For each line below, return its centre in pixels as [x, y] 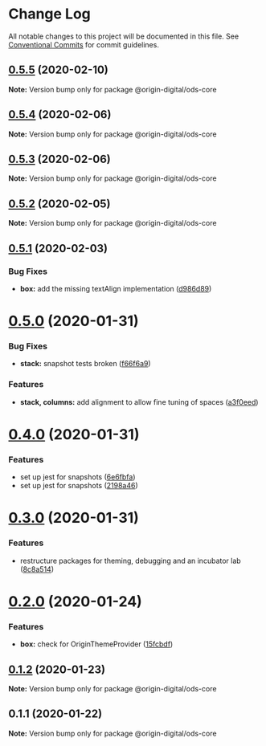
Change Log [49, 14]
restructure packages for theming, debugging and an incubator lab [130, 561]
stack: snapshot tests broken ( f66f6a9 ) [85, 364]
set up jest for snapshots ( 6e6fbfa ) [78, 477]
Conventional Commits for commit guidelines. [84, 44]
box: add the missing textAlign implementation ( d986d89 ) [116, 288]
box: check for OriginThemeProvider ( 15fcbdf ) [96, 644]
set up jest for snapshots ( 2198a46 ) [79, 486]
